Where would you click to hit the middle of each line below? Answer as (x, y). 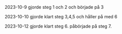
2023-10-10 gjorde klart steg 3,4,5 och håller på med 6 (61, 17)
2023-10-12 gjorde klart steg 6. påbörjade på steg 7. (58, 26)
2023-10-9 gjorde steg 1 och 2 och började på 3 (54, 7)
